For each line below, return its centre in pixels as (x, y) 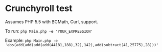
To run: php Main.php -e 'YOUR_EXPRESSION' (49, 31)
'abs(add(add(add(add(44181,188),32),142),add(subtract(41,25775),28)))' (82, 45)
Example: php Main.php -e (31, 40)
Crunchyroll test (39, 8)
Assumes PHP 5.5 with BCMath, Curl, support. (52, 22)
